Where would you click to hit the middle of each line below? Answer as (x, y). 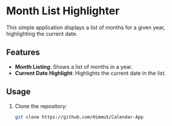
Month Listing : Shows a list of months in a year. (74, 67)
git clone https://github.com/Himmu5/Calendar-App (79, 117)
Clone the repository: (41, 106)
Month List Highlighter (63, 11)
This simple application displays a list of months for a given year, (86, 27)
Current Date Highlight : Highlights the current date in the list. (90, 73)
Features (23, 53)
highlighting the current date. (42, 33)
